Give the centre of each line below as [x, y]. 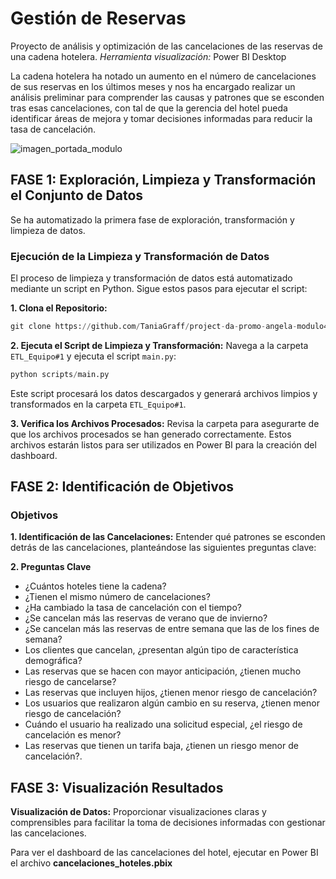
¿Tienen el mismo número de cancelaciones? [117, 597]
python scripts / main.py [60, 374]
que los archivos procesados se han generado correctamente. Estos [151, 434]
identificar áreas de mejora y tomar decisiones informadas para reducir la [161, 118]
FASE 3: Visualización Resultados [117, 787]
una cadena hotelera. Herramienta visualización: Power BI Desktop [148, 56]
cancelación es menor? [73, 735]
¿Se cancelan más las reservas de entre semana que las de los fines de [172, 629]
